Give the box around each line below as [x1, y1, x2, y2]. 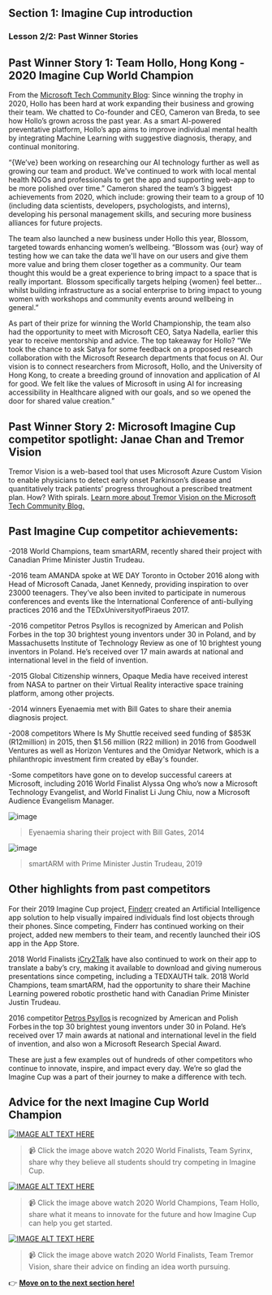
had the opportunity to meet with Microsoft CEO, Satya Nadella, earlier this [8, 327, 258, 337]
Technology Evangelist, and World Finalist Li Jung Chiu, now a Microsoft [8, 787, 250, 796]
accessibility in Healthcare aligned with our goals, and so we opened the [8, 387, 252, 397]
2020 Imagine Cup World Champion [8, 68, 194, 82]
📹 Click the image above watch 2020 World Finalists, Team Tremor [28, 1250, 254, 1260]
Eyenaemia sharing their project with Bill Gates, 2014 [28, 827, 205, 837]
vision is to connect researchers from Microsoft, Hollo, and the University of [8, 361, 262, 372]
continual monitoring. [8, 142, 80, 152]
